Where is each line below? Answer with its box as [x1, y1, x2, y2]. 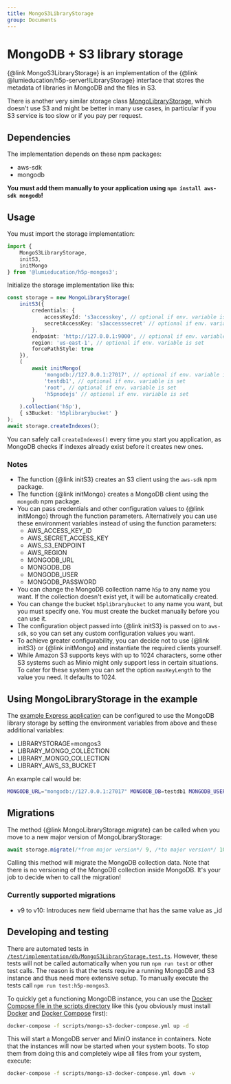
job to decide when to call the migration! [7, 873, 122, 881]
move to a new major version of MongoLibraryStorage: [7, 832, 162, 841]
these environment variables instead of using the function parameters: [16, 519, 217, 528]
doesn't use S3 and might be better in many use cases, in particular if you [7, 104, 217, 112]
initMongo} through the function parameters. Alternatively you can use [16, 512, 218, 521]
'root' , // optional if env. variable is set [43, 384, 177, 391]
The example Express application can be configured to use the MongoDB [7, 711, 214, 719]
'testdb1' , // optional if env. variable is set [43, 377, 186, 385]
